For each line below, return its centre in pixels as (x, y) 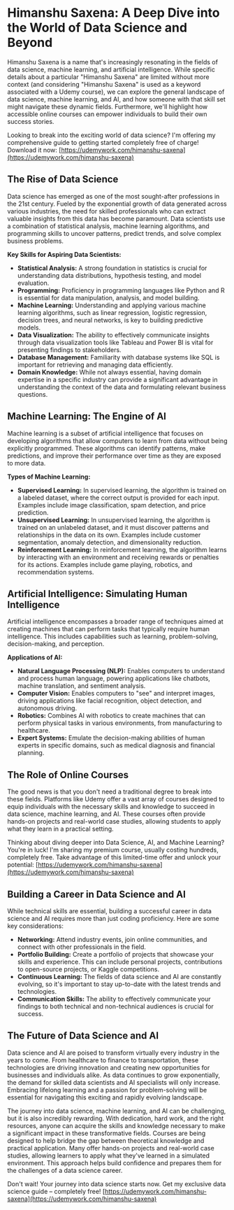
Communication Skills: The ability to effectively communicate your (114, 999)
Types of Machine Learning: (49, 477)
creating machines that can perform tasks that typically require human (109, 629)
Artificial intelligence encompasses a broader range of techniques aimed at (115, 621)
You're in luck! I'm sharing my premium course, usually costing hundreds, (113, 850)
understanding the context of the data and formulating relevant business (122, 387)
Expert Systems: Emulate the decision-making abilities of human (111, 738)
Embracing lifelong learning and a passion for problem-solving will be (107, 1090)
